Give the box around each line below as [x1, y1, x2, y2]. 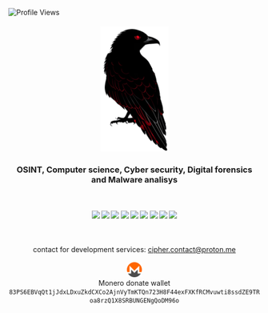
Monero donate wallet [98, 279, 170, 288]
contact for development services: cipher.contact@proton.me [33, 245, 236, 255]
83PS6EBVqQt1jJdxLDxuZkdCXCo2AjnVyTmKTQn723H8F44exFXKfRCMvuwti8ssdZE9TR [9, 288, 260, 296]
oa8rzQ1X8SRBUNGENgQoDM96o [89, 297, 180, 305]
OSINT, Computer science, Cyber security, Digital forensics [16, 164, 253, 175]
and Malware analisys [90, 174, 178, 185]
